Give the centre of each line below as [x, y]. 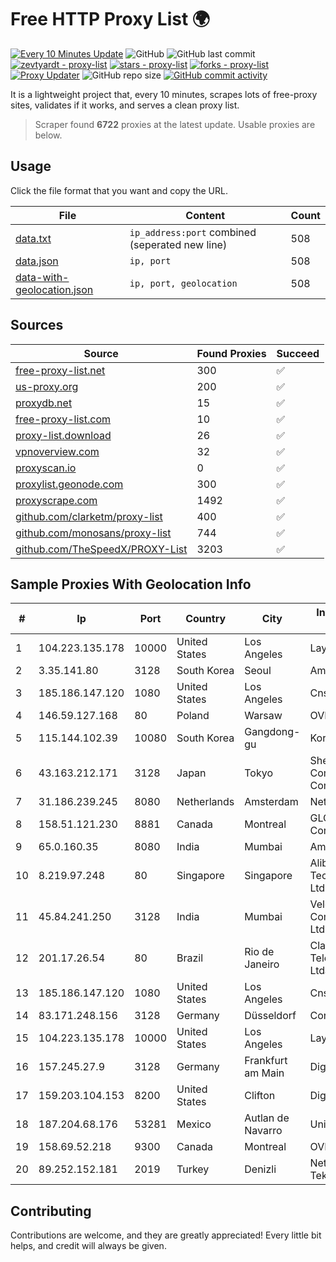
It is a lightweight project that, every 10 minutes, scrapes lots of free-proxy [164, 94]
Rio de [259, 952]
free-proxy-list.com [63, 419]
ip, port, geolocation [183, 283]
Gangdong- [272, 732]
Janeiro [262, 964]
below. [48, 135]
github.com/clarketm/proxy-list [89, 516]
